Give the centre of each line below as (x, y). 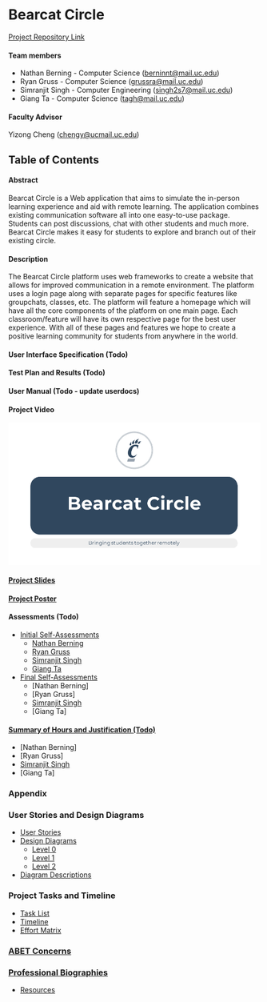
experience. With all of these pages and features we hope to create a (122, 328)
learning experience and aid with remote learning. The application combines (134, 206)
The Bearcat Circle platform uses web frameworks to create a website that (131, 277)
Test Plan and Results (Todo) (57, 373)
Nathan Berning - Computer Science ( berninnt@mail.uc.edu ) (120, 73)
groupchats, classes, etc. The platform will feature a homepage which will (130, 303)
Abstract (23, 180)
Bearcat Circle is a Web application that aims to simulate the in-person (124, 198)
